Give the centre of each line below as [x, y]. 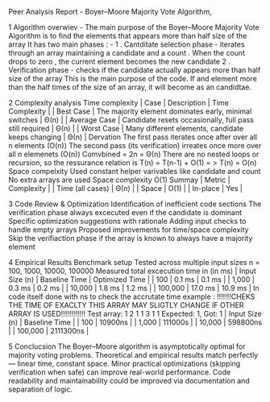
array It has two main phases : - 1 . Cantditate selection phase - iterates [127, 44]
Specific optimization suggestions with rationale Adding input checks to [127, 221]
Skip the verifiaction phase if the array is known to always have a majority [131, 238]
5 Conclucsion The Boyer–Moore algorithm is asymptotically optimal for [127, 346]
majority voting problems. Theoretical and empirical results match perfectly [133, 355]
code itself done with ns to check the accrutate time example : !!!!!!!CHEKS [132, 296]
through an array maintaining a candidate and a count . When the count [127, 53]
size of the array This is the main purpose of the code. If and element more [133, 79]
